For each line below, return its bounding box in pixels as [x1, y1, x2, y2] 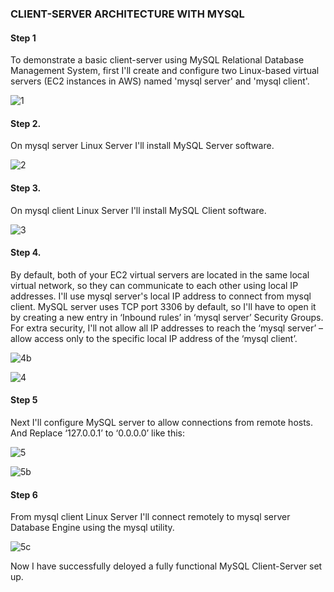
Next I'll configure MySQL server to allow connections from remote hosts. [10, 416, 314, 428]
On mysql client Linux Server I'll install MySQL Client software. [10, 204, 267, 216]
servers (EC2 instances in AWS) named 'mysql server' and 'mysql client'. [10, 75, 310, 87]
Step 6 [10, 488, 38, 501]
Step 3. [10, 182, 42, 194]
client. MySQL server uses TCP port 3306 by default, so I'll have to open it [10, 300, 317, 312]
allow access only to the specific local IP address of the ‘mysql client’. [10, 332, 298, 344]
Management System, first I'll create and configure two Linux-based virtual [10, 65, 320, 77]
